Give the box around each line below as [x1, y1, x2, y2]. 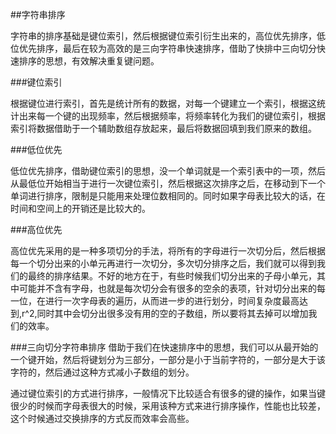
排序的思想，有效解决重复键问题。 [18, 55, 160, 67]
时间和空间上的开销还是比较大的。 [10, 203, 151, 214]
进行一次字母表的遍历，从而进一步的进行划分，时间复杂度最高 [44, 295, 300, 307]
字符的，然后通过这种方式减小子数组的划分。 [10, 366, 195, 378]
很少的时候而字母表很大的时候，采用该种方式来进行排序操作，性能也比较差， [10, 400, 326, 412]
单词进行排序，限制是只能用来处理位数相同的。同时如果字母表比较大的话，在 [10, 190, 326, 202]
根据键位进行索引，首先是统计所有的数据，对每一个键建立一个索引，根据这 [10, 98, 317, 109]
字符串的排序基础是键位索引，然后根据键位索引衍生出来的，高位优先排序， [10, 30, 317, 42]
